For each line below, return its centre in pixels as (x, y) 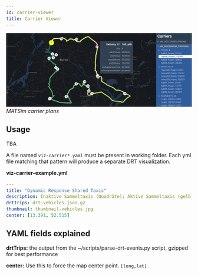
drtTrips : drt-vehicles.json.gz (46, 203)
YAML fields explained (48, 233)
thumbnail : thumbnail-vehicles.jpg (50, 209)
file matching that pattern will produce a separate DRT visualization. (88, 161)
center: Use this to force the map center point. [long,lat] (77, 266)
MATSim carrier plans (33, 111)
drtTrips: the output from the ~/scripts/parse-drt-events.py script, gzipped (97, 248)
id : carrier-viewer (30, 12)
